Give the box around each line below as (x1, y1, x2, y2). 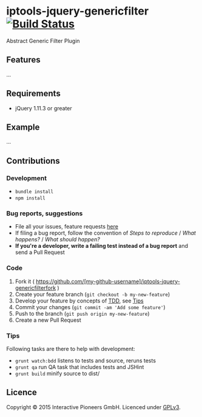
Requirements (6, 88, 61, 99)
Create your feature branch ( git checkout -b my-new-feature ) (15, 290, 170, 298)
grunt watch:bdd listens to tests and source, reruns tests (15, 356, 157, 364)
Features (6, 55, 41, 65)
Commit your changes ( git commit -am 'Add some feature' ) (15, 303, 166, 310)
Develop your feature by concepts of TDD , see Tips (15, 297, 144, 304)
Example (6, 122, 40, 132)
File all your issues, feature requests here (15, 223, 118, 230)
